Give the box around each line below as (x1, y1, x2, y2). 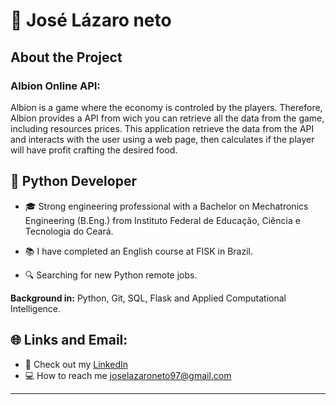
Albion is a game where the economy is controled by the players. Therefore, (10, 101, 323, 113)
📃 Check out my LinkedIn (24, 358, 128, 370)
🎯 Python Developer (10, 173, 137, 190)
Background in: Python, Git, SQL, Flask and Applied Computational (10, 292, 287, 304)
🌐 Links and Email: (10, 332, 128, 349)
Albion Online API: (10, 79, 101, 93)
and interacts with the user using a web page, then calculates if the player (10, 133, 315, 145)
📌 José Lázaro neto (10, 9, 172, 32)
